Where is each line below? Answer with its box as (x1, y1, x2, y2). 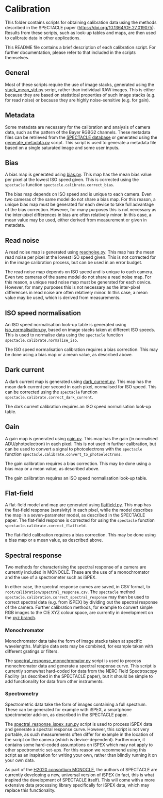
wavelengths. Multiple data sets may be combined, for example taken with (5, 643, 154, 649)
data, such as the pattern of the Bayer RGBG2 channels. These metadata (5, 129, 150, 135)
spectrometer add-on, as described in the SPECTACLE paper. (5, 712, 128, 717)
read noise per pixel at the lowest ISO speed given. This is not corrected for (5, 254, 156, 260)
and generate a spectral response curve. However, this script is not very (5, 726, 149, 732)
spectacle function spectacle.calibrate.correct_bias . (5, 182, 114, 188)
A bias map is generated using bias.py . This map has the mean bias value (5, 171, 152, 178)
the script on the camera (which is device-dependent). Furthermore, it (5, 736, 146, 742)
